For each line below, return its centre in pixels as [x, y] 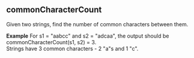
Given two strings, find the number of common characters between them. [97, 24]
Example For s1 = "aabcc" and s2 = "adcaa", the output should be [88, 36]
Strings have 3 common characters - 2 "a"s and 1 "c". [72, 48]
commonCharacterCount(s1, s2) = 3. [51, 42]
